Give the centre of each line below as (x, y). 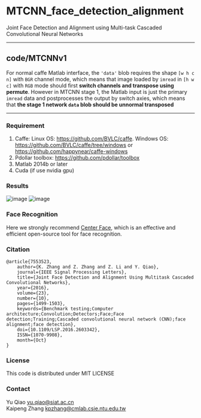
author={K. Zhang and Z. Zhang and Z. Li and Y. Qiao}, (88, 267)
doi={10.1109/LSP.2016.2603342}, (59, 329)
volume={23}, (33, 293)
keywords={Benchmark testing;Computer (65, 309)
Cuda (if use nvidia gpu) (45, 170)
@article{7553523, (29, 261)
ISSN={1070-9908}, (40, 335)
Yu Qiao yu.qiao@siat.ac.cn (40, 402)
